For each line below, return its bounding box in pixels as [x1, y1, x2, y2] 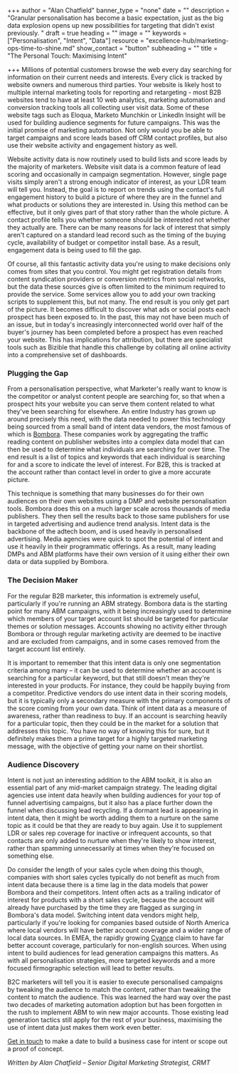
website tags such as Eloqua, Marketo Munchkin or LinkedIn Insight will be [7, 111, 226, 119]
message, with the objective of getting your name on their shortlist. [7, 742, 204, 750]
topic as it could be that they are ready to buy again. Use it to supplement [7, 821, 223, 829]
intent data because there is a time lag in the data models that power [7, 880, 208, 889]
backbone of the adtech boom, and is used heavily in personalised [7, 527, 203, 536]
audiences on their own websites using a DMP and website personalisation [7, 497, 227, 506]
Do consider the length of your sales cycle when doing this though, [7, 865, 204, 874]
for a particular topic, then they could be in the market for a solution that [7, 719, 219, 727]
